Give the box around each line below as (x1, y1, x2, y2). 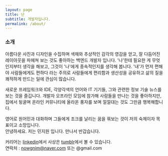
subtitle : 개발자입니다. (5, 16, 51, 21)
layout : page (5, 7, 33, 12)
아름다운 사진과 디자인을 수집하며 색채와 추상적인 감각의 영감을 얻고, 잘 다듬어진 (5, 51, 160, 57)
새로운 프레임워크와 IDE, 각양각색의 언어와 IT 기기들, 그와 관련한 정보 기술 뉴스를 (5, 86, 162, 92)
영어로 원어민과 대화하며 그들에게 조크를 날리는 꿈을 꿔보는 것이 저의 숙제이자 (5, 116, 155, 122)
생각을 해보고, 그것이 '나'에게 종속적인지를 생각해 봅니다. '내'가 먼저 (22, 63, 154, 69)
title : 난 (5, 12, 25, 17)
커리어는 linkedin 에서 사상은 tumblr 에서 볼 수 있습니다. (5, 139, 112, 145)
